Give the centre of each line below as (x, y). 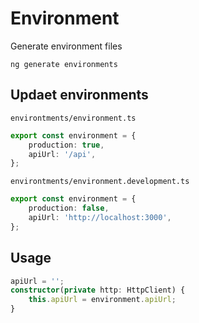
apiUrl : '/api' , (62, 154)
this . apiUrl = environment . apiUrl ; (102, 300)
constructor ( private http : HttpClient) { (98, 290)
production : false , (69, 208)
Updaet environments (79, 95)
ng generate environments (64, 64)
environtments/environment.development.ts (100, 182)
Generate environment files (66, 46)
